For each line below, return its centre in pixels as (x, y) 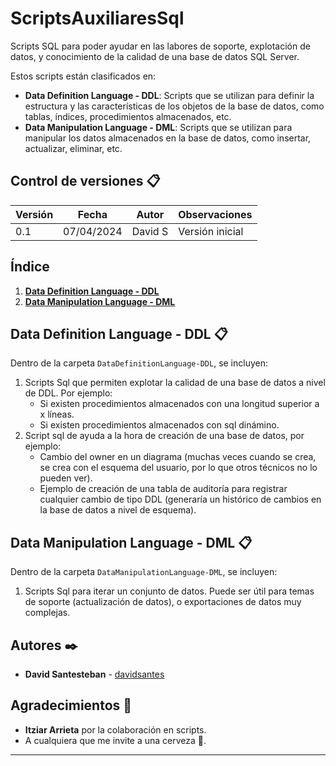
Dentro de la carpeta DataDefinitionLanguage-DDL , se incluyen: (139, 363)
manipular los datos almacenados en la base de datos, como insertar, (168, 138)
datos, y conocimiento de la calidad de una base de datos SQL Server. (155, 56)
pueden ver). (66, 478)
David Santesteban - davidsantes (94, 674)
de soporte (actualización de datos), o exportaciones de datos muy (163, 602)
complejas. (47, 613)
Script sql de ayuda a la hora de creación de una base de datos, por (164, 436)
